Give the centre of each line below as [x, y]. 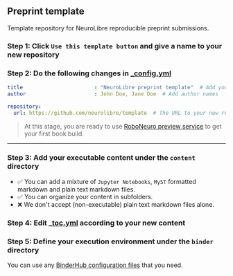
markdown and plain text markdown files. [76, 189]
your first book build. [54, 134]
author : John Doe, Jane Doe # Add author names [113, 94]
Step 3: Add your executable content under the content [101, 158]
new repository [34, 55]
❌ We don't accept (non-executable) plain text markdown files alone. [116, 204]
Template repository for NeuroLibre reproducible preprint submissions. [108, 28]
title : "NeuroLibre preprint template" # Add [111, 88]
